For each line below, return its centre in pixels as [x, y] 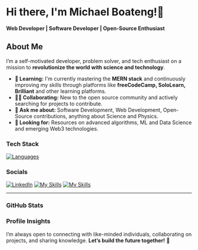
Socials [17, 172]
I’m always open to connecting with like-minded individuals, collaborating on [99, 234]
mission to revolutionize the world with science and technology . [85, 67]
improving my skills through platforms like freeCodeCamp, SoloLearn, [100, 85]
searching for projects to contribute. [58, 104]
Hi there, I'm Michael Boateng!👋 [85, 12]
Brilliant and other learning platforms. [60, 91]
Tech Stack [23, 144]
